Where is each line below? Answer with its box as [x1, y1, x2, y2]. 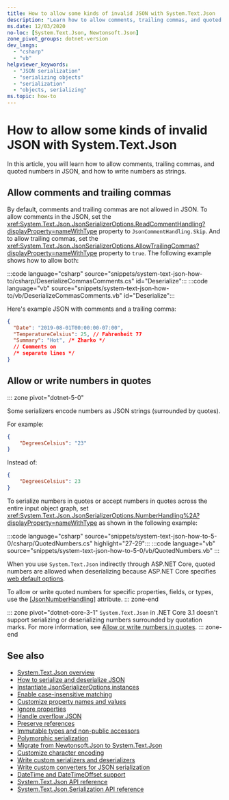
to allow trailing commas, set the [7, 234, 98, 242]
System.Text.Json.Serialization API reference [16, 785, 144, 793]
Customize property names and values [16, 697, 126, 705]
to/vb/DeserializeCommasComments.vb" [7, 291, 123, 299]
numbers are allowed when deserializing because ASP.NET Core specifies [7, 567, 217, 575]
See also [7, 650, 44, 662]
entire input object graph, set [7, 504, 89, 512]
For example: [7, 420, 44, 428]
